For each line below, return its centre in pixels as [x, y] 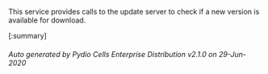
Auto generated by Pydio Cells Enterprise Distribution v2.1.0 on [113, 54]
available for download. [47, 20]
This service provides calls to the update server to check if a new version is [134, 12]
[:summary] [27, 36]
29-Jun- [232, 54]
